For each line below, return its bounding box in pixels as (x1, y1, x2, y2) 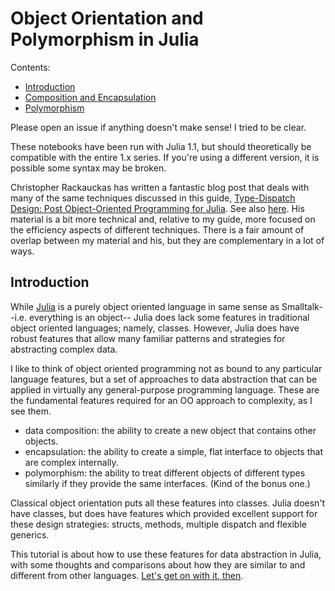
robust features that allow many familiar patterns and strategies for (10, 332, 286, 344)
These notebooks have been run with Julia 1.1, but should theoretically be (10, 140, 312, 152)
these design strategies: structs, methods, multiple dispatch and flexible (10, 518, 307, 530)
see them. (10, 405, 52, 417)
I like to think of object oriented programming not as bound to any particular (10, 362, 323, 374)
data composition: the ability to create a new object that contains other (24, 424, 317, 436)
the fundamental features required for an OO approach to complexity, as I (10, 394, 313, 406)
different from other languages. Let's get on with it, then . (10, 569, 244, 581)
